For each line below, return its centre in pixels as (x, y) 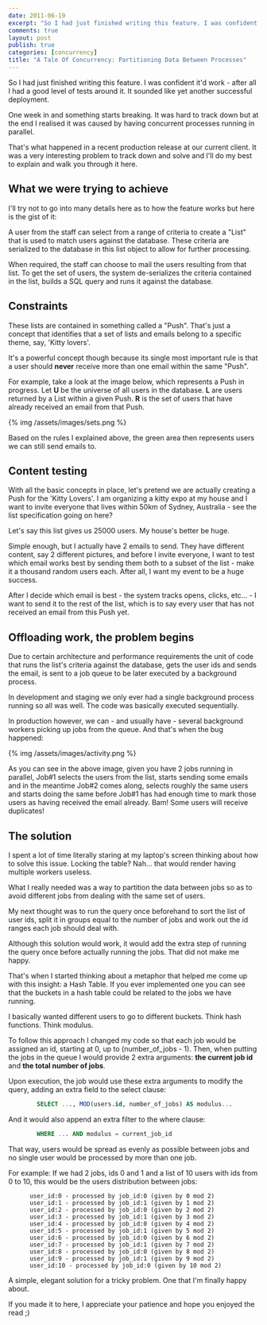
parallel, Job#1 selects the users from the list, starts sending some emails (128, 777)
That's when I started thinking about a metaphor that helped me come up (128, 975)
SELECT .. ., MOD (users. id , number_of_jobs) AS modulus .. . (135, 1104)
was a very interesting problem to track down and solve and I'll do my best (130, 155)
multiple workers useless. (50, 872)
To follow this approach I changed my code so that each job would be (122, 1040)
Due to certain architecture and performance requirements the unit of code (131, 657)
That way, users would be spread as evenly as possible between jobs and (129, 1149)
